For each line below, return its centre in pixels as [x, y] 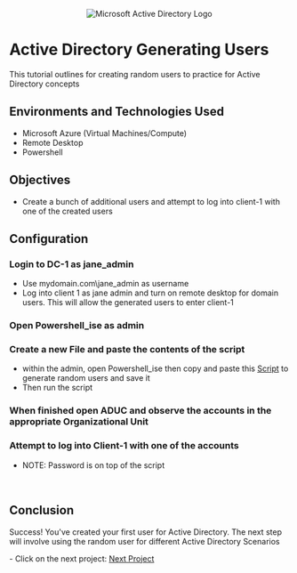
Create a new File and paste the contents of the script [127, 350]
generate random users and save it [86, 378]
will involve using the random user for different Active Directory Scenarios [144, 541]
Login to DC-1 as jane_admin [72, 264]
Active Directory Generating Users [139, 50]
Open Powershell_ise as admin [77, 326]
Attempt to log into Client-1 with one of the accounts [124, 446]
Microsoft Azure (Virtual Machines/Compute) [104, 133]
